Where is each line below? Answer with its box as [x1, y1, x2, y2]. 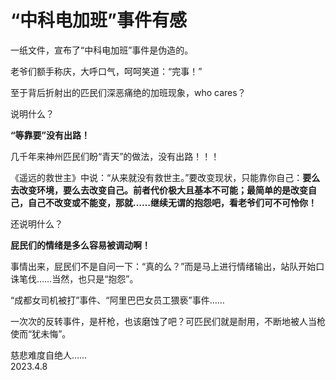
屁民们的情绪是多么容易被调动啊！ [10, 239, 151, 251]
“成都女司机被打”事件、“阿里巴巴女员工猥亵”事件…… [10, 294, 225, 306]
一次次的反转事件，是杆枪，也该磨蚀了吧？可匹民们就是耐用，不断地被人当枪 [10, 315, 326, 327]
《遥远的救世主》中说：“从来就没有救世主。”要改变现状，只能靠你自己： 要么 [10, 171, 321, 183]
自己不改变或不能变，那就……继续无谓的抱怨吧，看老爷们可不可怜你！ [27, 196, 318, 208]
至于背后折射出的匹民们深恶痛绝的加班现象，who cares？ [10, 86, 247, 98]
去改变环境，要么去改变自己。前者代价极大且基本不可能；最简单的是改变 [10, 184, 308, 196]
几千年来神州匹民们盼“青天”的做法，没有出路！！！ [10, 150, 220, 162]
